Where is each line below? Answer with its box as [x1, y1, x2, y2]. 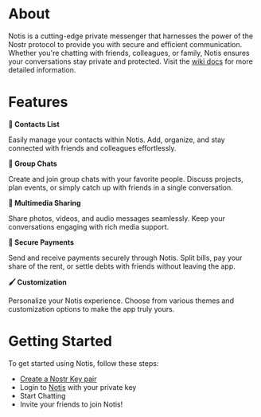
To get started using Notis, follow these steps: [8, 358, 159, 368]
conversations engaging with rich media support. [8, 222, 169, 231]
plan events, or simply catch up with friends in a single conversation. [8, 183, 233, 192]
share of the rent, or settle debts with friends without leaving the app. [8, 261, 236, 271]
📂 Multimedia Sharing [8, 198, 81, 207]
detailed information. [8, 65, 76, 74]
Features [8, 93, 68, 112]
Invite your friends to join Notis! [19, 399, 123, 409]
